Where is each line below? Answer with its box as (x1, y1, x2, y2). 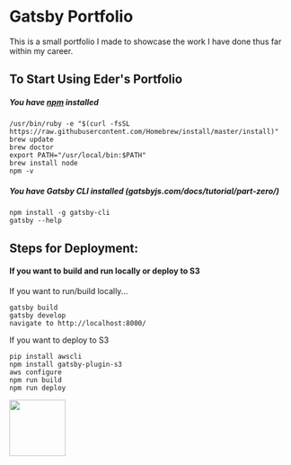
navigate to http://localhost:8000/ (9, 318, 146, 327)
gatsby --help (9, 216, 63, 226)
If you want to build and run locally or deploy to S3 (9, 265, 200, 276)
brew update (9, 135, 54, 145)
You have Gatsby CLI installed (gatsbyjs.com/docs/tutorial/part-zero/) (9, 185, 280, 196)
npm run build (9, 375, 63, 384)
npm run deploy (9, 383, 66, 392)
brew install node (9, 159, 78, 168)
